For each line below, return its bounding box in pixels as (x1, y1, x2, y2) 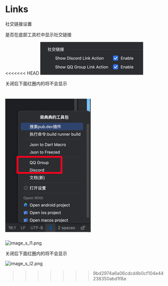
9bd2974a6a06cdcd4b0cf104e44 (93, 270, 164, 276)
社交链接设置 (5, 21, 32, 27)
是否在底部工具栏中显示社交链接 (5, 31, 72, 37)
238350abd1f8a (93, 275, 126, 281)
